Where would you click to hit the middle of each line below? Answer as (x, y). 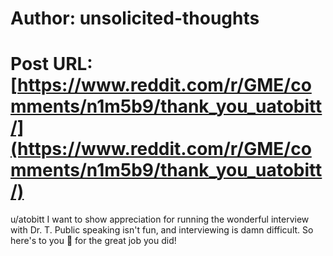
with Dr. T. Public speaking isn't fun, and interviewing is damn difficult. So (162, 230)
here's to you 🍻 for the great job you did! (93, 241)
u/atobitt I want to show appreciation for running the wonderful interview (160, 219)
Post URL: (51, 64)
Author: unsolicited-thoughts (135, 18)
